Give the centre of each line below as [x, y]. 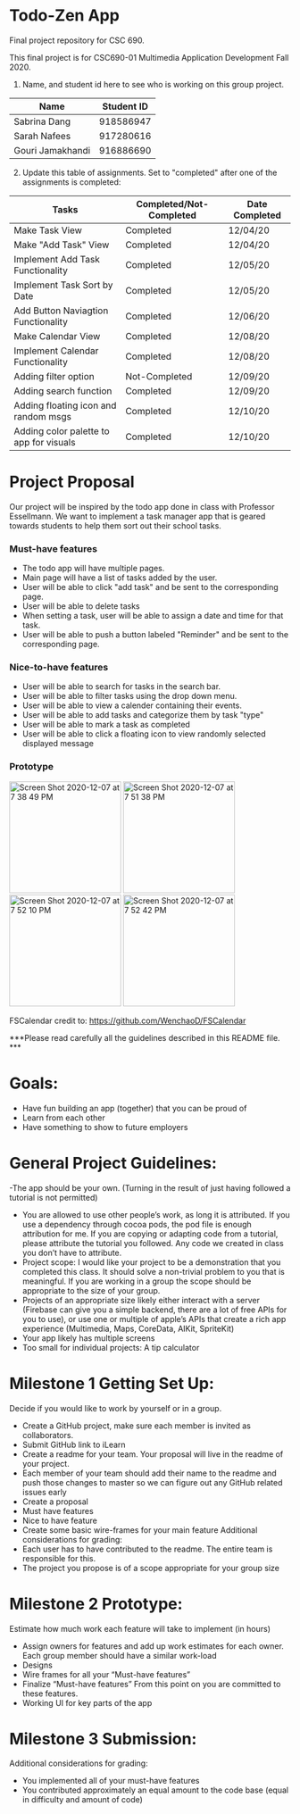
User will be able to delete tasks [81, 606]
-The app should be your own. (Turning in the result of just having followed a [150, 1187]
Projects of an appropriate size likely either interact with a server [141, 1300]
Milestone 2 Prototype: [96, 1604]
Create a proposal [55, 1502]
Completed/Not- [173, 204]
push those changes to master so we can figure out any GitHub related [152, 1482]
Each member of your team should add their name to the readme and [149, 1473]
